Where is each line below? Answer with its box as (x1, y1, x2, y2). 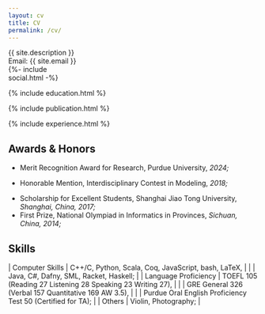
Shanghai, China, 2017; (19, 202, 97, 212)
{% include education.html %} (8, 89, 107, 98)
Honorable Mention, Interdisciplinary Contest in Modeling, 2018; (19, 179, 228, 188)
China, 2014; (19, 219, 62, 229)
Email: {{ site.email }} (8, 56, 77, 66)
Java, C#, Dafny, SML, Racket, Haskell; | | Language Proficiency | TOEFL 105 (8, 271, 258, 281)
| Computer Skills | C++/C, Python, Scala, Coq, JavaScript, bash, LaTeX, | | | (8, 263, 256, 272)
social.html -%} (8, 73, 59, 83)
